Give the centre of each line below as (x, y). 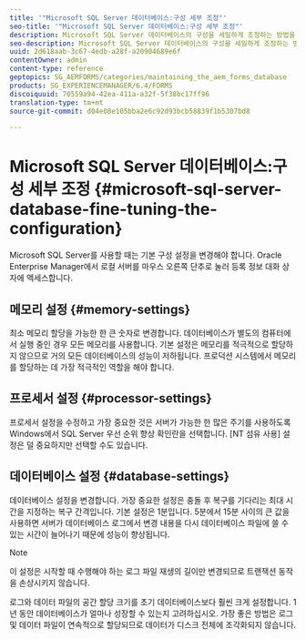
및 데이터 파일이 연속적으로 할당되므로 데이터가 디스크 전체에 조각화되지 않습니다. (153, 624)
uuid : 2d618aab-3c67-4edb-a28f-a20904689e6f (95, 52)
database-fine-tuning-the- (113, 209)
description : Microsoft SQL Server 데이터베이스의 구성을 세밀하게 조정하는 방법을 (153, 35)
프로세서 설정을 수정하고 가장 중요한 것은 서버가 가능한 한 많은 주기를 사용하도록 (150, 422)
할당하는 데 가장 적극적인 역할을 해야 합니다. (97, 367)
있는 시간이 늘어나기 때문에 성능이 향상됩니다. (90, 534)
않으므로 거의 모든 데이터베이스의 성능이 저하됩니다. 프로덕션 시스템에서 (145, 355)
